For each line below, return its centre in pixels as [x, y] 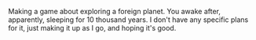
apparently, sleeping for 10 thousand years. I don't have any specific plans [128, 20]
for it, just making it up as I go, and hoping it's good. [92, 28]
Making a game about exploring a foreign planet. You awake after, [115, 11]
